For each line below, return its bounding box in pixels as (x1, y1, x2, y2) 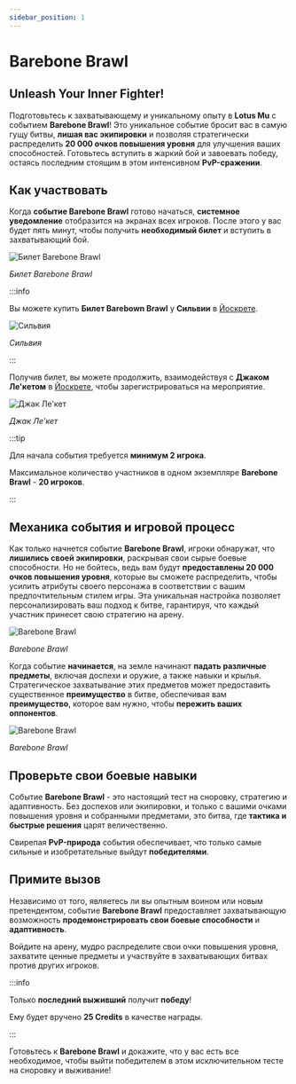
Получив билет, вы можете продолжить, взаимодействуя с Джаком (9, 372, 270, 382)
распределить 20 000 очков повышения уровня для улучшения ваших (9, 138, 281, 149)
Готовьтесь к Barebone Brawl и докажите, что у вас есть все (9, 1046, 239, 1057)
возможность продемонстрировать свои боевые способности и (9, 915, 260, 925)
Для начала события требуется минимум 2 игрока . (9, 450, 206, 461)
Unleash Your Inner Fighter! (9, 86, 165, 102)
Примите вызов (9, 872, 101, 887)
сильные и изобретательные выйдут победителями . (9, 846, 210, 857)
